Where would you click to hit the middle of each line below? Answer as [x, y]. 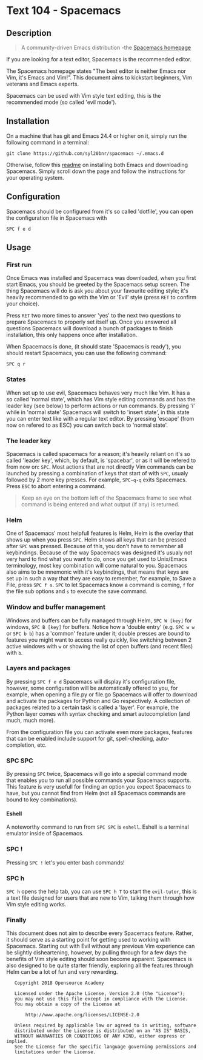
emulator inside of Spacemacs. [45, 834]
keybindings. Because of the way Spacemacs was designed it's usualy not [99, 552]
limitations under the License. [55, 1052]
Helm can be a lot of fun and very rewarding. [62, 972]
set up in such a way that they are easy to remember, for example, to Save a [101, 579]
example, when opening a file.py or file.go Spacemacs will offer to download [102, 694]
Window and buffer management [56, 607]
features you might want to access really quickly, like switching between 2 [99, 640]
